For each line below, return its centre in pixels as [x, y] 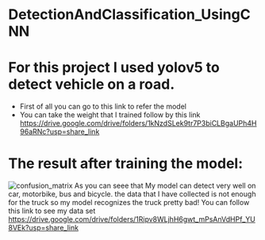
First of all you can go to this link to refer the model [103, 107]
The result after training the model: [126, 164]
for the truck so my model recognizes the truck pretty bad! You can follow [129, 203]
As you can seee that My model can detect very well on [165, 186]
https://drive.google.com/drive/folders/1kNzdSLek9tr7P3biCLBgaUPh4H [138, 124]
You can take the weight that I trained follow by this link [110, 115]
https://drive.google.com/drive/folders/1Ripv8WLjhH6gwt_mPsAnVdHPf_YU [132, 219]
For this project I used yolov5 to [114, 68]
